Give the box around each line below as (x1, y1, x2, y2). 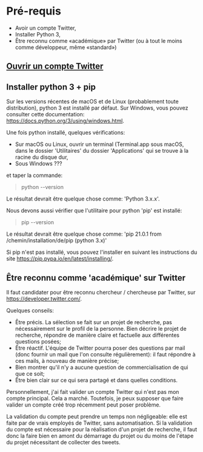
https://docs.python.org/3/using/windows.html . (6, 117, 124, 125)
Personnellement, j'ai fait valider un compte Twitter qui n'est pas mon (6, 388, 179, 395)
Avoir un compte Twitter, (15, 24, 76, 32)
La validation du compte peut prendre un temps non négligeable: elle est (6, 413, 187, 420)
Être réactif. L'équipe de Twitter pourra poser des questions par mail (15, 344, 185, 351)
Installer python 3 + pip (6, 82, 96, 92)
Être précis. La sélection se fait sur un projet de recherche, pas (15, 318, 173, 325)
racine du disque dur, (15, 153, 68, 161)
